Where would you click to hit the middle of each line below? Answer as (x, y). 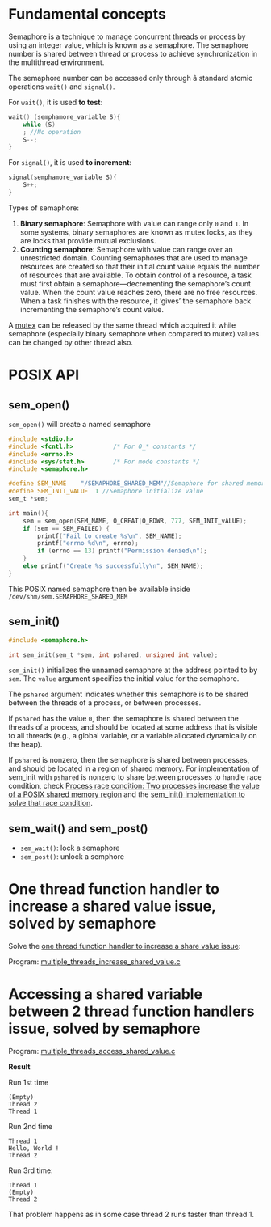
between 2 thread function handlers (131, 1011)
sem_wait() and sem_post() (78, 829)
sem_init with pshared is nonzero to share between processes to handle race (135, 777)
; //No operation (52, 132)
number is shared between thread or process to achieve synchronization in (133, 53)
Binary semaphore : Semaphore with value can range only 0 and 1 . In (134, 223)
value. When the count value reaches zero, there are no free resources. (139, 292)
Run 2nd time (31, 1127)
